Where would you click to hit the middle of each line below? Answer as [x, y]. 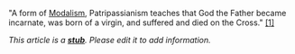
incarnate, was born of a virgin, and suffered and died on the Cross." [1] [142, 22]
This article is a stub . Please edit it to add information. [110, 40]
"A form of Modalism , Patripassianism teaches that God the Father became [147, 13]
